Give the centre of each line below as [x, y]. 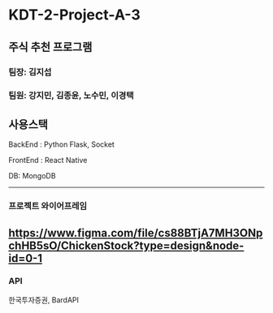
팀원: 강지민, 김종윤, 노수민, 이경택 [71, 96]
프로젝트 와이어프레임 [48, 206]
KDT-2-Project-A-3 [74, 15]
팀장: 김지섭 [30, 72]
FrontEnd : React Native [48, 161]
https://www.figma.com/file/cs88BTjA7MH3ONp [136, 233]
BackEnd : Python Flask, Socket [62, 144]
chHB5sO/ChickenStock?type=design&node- [126, 245]
